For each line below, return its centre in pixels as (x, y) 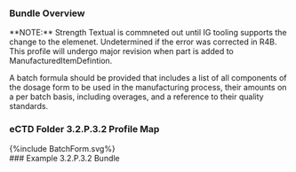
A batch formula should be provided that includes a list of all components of (148, 78)
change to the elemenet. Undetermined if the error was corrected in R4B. (143, 42)
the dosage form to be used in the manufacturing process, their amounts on (148, 88)
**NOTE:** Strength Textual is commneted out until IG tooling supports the (148, 33)
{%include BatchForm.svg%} (62, 148)
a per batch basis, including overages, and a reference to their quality (136, 97)
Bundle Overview (48, 13)
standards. (29, 106)
